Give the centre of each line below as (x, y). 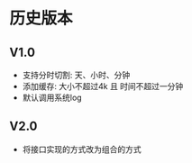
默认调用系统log (52, 97)
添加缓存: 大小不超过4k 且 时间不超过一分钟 (103, 86)
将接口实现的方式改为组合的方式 (82, 149)
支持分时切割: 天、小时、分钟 (76, 75)
